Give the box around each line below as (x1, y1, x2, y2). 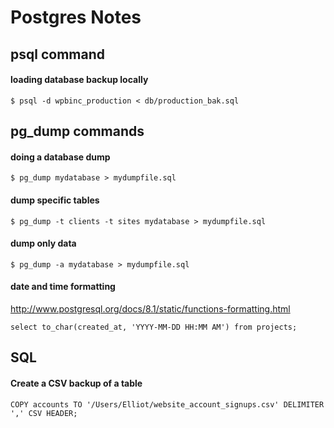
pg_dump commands (10, 123, 145, 140)
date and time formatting (10, 281, 116, 293)
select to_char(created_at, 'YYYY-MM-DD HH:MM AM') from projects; (10, 322, 298, 332)
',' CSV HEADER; (10, 408, 78, 418)
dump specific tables (10, 194, 100, 206)
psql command (10, 46, 105, 63)
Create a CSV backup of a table (10, 377, 143, 389)
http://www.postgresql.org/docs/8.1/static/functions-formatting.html (10, 302, 291, 315)
